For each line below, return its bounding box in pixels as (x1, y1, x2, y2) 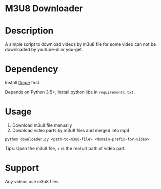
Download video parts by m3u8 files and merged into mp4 (12, 128, 130, 133)
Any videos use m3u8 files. (5, 178, 60, 184)
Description (5, 25, 54, 37)
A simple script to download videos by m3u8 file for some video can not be (5, 41, 156, 47)
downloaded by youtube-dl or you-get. (5, 47, 83, 53)
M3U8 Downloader (5, 3, 83, 14)
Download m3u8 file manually (12, 122, 72, 128)
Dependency (5, 64, 59, 75)
